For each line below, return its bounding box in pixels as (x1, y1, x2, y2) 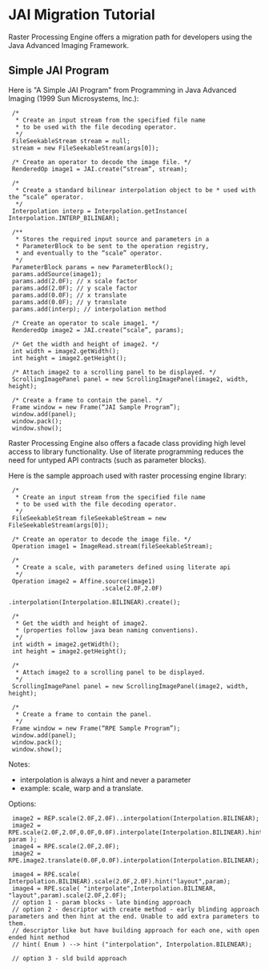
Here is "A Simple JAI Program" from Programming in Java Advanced (8, 85, 237, 94)
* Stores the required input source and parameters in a (15, 234, 210, 243)
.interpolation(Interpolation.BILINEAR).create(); (8, 598, 181, 606)
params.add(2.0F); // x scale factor (11, 277, 138, 285)
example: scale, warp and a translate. (19, 783, 144, 793)
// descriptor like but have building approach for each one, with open (11, 926, 260, 934)
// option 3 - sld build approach (11, 954, 127, 962)
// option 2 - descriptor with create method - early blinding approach (11, 905, 260, 913)
